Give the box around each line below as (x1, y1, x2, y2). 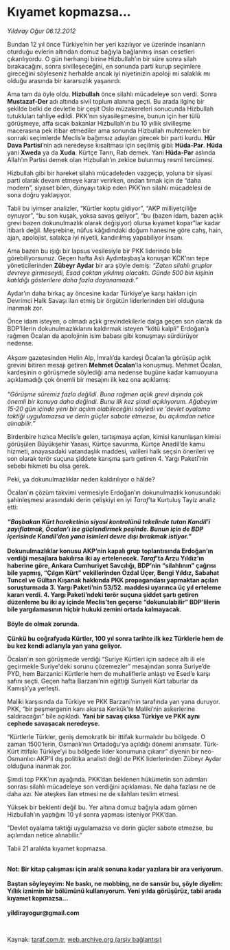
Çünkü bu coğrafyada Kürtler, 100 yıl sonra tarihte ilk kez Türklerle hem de (7, 634, 224, 642)
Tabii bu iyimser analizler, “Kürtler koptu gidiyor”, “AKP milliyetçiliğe (7, 204, 197, 212)
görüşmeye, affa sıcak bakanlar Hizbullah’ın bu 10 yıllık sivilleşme (7, 119, 191, 127)
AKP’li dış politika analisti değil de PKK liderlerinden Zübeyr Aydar (36, 754, 222, 762)
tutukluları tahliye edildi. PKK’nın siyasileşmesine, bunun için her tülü (7, 111, 200, 120)
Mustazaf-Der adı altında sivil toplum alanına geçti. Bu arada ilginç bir (7, 97, 205, 105)
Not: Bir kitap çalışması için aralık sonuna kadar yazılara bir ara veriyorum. (7, 865, 223, 873)
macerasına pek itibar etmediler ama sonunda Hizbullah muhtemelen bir (7, 126, 211, 135)
